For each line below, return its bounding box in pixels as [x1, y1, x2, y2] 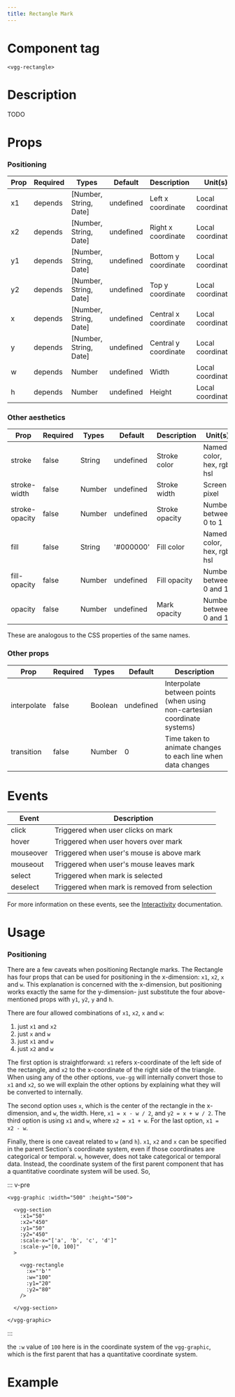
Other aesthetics [7, 412, 66, 422]
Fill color [156, 542, 185, 552]
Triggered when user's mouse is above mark [55, 848, 201, 858]
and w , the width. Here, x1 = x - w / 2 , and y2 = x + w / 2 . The [41, 1109, 226, 1117]
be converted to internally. [7, 1088, 83, 1096]
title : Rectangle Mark [7, 10, 73, 18]
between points [164, 687, 216, 697]
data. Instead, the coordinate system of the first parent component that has [7, 1160, 224, 1168]
